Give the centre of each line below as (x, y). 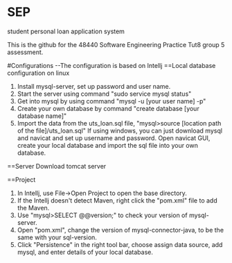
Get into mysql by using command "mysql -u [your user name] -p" (111, 101)
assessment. (25, 52)
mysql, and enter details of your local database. (85, 252)
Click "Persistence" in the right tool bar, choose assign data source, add (120, 244)
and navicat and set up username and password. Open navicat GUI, (114, 138)
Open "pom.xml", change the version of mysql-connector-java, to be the (120, 230)
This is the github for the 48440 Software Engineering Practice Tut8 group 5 (116, 44)
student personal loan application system (66, 31)
